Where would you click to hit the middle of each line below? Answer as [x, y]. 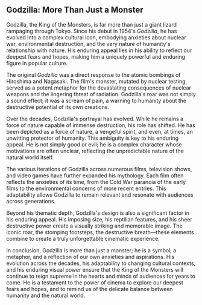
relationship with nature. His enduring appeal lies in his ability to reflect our [99, 50]
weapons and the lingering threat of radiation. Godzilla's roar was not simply [101, 94]
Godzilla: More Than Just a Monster [75, 10]
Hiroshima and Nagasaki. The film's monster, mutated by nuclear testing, [97, 81]
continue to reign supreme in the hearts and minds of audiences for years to [101, 276]
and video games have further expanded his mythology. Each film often [95, 175]
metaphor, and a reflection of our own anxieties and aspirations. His [90, 257]
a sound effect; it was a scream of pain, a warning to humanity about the [96, 100]
